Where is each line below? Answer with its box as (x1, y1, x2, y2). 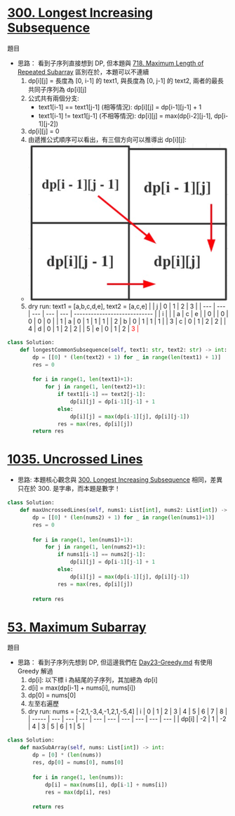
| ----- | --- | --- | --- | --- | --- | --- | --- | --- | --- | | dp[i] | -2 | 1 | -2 (27, 715, 227, 723)
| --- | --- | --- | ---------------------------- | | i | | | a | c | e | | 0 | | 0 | (27, 309, 229, 317)
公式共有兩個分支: (27, 93, 79, 103)
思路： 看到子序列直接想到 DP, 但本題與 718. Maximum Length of (17, 58, 204, 67)
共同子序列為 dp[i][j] (27, 85, 87, 93)
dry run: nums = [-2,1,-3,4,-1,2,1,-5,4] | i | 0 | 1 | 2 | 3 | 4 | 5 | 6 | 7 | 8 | (27, 707, 228, 716)
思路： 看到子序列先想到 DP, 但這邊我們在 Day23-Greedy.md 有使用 (17, 658, 213, 666)
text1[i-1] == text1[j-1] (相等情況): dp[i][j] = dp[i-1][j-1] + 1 (38, 103, 202, 111)
